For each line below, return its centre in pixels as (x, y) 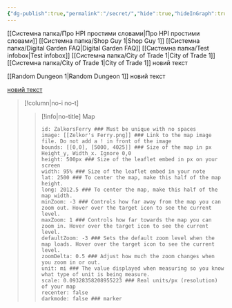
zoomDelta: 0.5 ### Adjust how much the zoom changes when (128, 256)
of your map (58, 287)
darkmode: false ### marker (81, 298)
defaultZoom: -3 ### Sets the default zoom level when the (128, 238)
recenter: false (65, 292)
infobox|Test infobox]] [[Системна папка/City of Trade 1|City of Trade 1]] (111, 55)
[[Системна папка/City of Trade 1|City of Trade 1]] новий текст (97, 62)
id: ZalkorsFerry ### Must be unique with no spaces (119, 129)
